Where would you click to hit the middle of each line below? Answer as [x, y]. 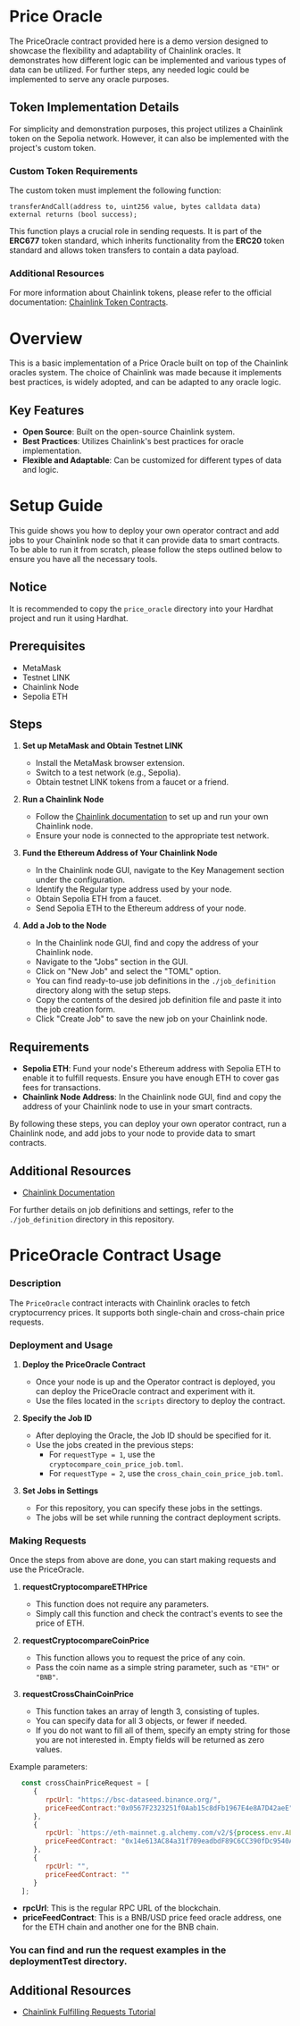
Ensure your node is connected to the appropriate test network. [152, 836]
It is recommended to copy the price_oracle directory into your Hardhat [142, 609]
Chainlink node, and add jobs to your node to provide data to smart [133, 1133]
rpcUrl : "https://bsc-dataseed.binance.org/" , [133, 1799]
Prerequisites [47, 647]
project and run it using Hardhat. [69, 618]
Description [35, 1283]
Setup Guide [56, 506]
